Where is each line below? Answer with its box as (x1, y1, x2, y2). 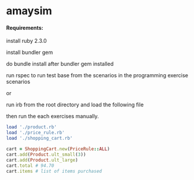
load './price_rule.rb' (6, 130, 65, 136)
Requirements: (6, 24, 43, 31)
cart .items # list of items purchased (6, 168, 102, 174)
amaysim (6, 4, 52, 18)
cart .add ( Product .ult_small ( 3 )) (6, 151, 86, 157)
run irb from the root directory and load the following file (6, 101, 144, 108)
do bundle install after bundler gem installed (6, 61, 114, 68)
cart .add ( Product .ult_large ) (6, 157, 78, 163)
